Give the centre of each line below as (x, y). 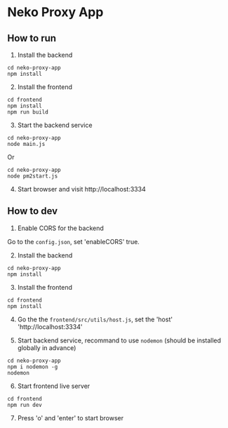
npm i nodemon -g (33, 367)
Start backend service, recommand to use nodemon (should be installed (119, 340)
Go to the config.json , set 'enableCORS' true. (74, 241)
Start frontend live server (54, 386)
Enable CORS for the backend (60, 228)
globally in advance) (47, 347)
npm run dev (25, 405)
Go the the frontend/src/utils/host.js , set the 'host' (95, 319)
